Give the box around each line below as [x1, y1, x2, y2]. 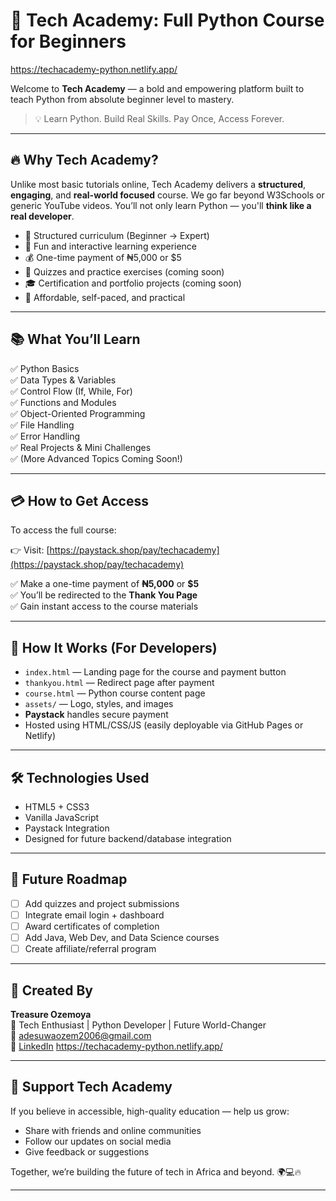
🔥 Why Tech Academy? [10, 152, 159, 169]
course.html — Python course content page [24, 687, 206, 699]
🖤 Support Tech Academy [10, 1079, 173, 1096]
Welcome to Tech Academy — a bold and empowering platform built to [10, 82, 305, 94]
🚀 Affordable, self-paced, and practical [24, 291, 186, 303]
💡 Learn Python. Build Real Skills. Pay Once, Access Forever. [34, 112, 285, 124]
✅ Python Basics [10, 362, 80, 374]
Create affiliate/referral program [24, 943, 157, 955]
